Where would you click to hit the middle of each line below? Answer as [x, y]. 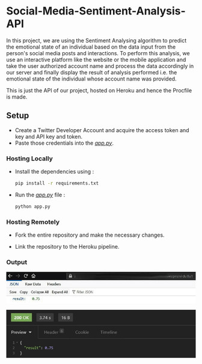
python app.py [32, 206]
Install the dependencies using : [54, 172]
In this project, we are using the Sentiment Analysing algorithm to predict [96, 40]
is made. [17, 97]
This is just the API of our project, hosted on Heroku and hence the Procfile [99, 90]
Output [17, 262]
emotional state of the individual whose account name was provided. [91, 79]
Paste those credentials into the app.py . [64, 143]
